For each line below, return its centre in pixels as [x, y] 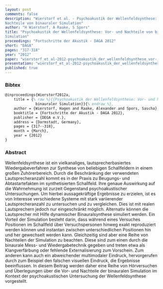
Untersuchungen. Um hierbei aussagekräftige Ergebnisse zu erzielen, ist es [81, 194]
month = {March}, [31, 131]
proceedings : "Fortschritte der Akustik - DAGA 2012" [61, 41]
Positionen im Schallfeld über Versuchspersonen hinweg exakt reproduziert [81, 225]
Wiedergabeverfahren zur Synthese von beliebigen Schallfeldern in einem [79, 168]
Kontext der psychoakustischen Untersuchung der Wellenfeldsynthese [76, 276]
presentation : [19, 63]
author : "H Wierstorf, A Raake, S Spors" [48, 28]
